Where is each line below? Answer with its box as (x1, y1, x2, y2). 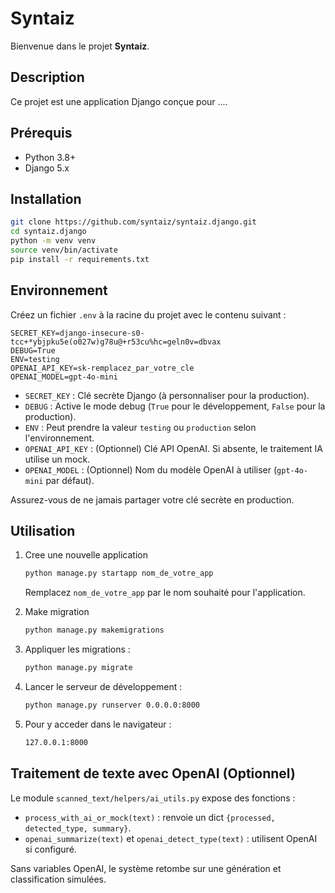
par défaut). (45, 474, 95, 486)
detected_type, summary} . (24, 822, 132, 834)
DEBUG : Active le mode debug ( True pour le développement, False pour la (24, 400, 326, 412)
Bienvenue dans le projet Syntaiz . (10, 40, 150, 52)
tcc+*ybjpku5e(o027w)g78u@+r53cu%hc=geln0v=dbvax (10, 337, 222, 347)
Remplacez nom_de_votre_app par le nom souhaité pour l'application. (24, 587, 306, 599)
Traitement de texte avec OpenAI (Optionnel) (10, 765, 296, 782)
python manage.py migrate (24, 663, 133, 673)
